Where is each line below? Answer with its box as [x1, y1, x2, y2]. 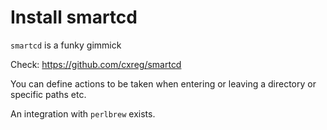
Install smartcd [10, 6, 138, 29]
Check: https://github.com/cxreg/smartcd [10, 58, 182, 70]
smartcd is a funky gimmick [10, 39, 122, 51]
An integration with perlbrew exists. [10, 107, 156, 120]
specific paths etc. [10, 88, 87, 100]
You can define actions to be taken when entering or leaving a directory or [10, 77, 317, 90]
